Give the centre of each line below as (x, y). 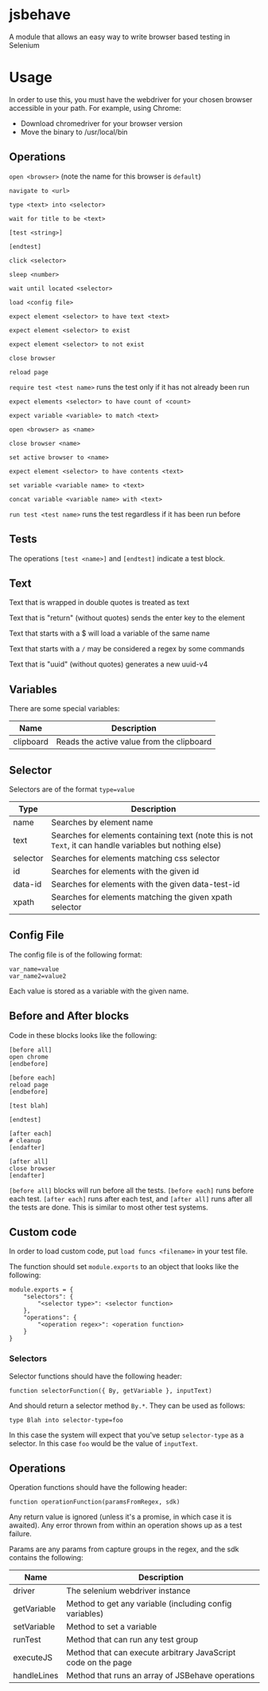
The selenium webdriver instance (128, 1591)
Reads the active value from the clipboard (134, 741)
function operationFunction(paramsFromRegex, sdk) (95, 1502)
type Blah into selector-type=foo (66, 1420)
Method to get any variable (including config (149, 1604)
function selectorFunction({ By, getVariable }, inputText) (111, 1390)
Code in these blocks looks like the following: (83, 1035)
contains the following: (46, 1558)
